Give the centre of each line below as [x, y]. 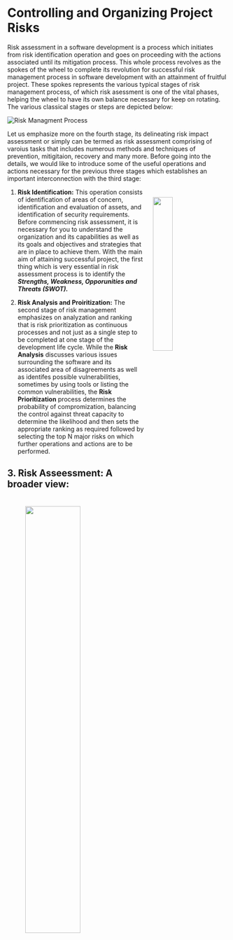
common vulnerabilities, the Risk [64, 392]
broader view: [38, 484]
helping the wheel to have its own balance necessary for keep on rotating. [114, 99]
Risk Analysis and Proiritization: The [71, 302]
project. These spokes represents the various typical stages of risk [104, 84]
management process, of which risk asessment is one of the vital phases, [113, 92]
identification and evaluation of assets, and [79, 207]
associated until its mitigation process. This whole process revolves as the [114, 62]
